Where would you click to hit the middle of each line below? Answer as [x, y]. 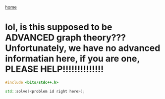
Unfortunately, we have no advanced [83, 48]
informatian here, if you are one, [72, 59]
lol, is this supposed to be [59, 27]
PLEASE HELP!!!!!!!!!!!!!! [55, 69]
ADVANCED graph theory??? [66, 38]
